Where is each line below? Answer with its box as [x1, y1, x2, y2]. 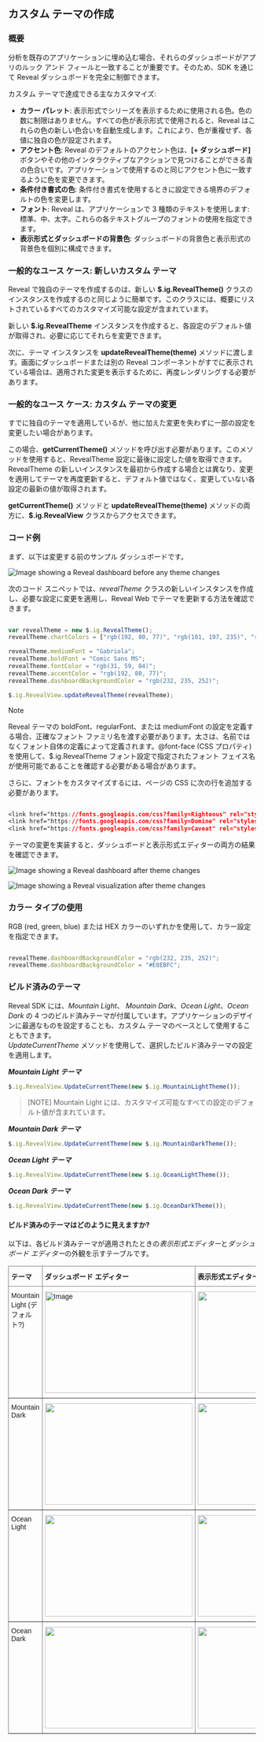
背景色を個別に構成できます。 [19, 243, 116, 253]
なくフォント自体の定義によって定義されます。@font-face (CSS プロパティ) [8, 741, 252, 751]
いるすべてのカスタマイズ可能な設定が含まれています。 [35, 304, 213, 314]
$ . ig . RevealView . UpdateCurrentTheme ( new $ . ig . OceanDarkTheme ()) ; [8, 1202, 227, 1210]
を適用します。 [8, 1050, 57, 1060]
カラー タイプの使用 [8, 902, 83, 913]
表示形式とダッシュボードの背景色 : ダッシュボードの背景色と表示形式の [19, 233, 251, 243]
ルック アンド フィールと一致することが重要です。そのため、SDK [21, 62, 232, 72]
